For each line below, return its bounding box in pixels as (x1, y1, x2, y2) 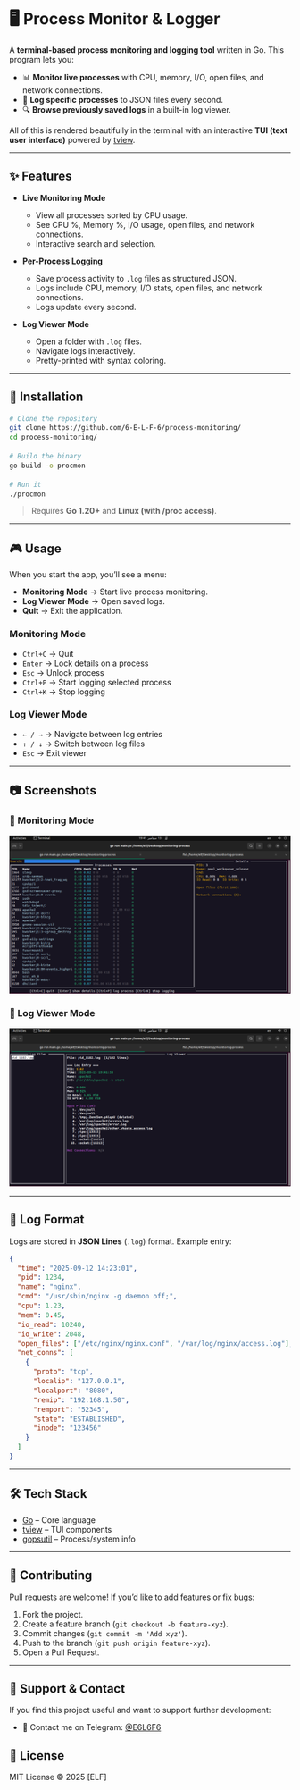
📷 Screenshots (9, 783, 96, 798)
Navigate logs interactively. (35, 345, 136, 356)
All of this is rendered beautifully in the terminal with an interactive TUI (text (9, 124, 288, 136)
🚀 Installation (9, 390, 84, 405)
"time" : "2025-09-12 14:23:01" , (17, 1264, 138, 1273)
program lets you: (9, 54, 74, 64)
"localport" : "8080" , (32, 1386, 114, 1395)
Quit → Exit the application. (21, 606, 123, 617)
